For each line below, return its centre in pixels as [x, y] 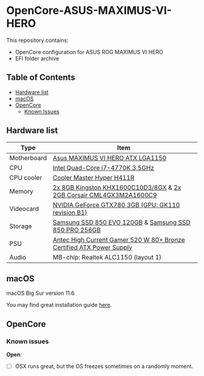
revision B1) [70, 212]
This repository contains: [37, 40]
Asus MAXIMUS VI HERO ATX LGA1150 [110, 158]
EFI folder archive [37, 58]
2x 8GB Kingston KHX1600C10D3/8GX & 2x [117, 187]
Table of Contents [41, 77]
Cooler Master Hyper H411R [93, 178]
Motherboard [28, 158]
